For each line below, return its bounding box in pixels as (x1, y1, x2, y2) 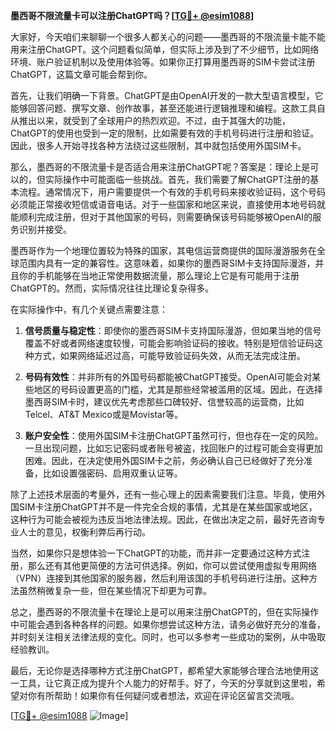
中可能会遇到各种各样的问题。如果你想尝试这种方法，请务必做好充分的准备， (10, 619, 326, 630)
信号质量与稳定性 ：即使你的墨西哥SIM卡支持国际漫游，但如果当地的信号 (24, 325, 322, 336)
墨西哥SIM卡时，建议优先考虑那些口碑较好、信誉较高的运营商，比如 (24, 396, 305, 408)
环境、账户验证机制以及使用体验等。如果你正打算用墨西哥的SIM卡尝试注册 (10, 56, 316, 68)
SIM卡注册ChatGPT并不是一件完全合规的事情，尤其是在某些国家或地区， (18, 501, 318, 513)
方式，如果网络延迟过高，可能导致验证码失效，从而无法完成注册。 (33, 350, 306, 361)
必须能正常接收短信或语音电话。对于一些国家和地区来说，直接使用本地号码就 (10, 199, 326, 210)
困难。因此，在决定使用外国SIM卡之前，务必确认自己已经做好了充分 (24, 455, 305, 466)
